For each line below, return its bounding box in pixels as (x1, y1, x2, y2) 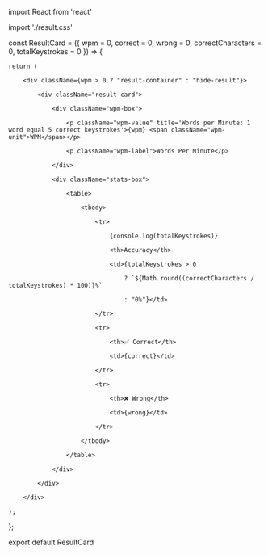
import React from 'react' (8, 7, 93, 16)
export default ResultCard (8, 537, 94, 547)
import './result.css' (8, 23, 73, 32)
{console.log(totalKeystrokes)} (109, 232, 219, 240)
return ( (8, 62, 38, 70)
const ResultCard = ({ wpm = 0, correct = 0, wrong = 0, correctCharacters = (8, 38, 262, 48)
